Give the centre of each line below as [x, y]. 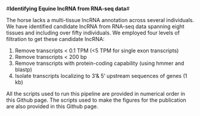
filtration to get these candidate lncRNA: [56, 39]
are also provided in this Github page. [52, 106]
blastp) [24, 70]
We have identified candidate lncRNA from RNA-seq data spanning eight [96, 26]
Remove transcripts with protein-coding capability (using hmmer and [99, 63]
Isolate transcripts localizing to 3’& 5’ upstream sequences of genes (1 [101, 76]
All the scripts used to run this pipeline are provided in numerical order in [96, 94]
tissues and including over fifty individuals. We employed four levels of [93, 33]
